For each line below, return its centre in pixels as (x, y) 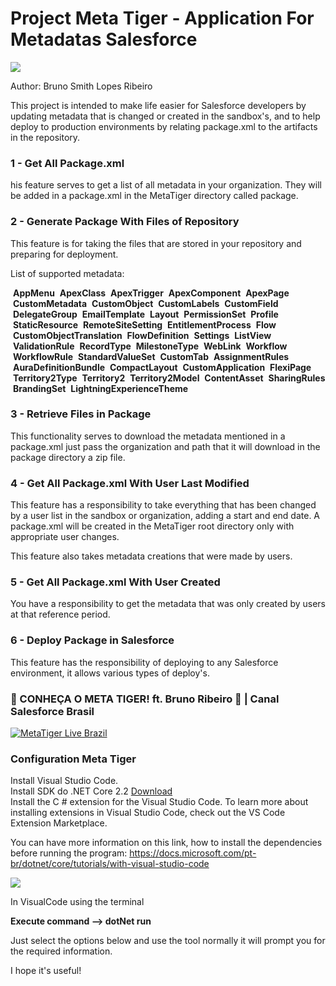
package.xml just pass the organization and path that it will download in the (165, 446)
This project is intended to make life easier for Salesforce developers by (158, 105)
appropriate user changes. (65, 537)
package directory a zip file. (68, 457)
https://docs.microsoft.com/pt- (193, 853)
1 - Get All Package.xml (67, 163)
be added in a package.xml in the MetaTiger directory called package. (154, 196)
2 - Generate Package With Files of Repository (125, 222)
